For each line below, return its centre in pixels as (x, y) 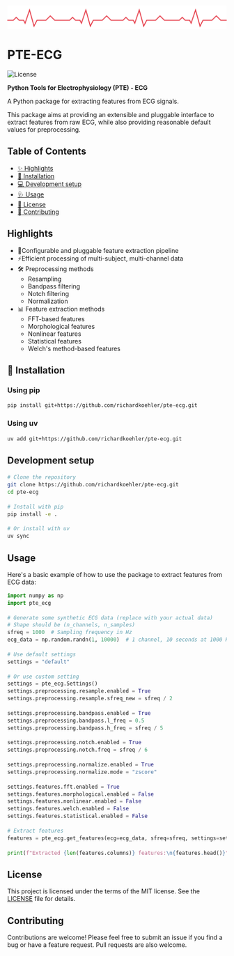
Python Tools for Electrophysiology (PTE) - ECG (78, 88)
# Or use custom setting (43, 677)
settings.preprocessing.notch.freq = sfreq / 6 (78, 750)
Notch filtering (48, 293)
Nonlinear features (54, 334)
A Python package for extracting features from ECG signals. (93, 101)
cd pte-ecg (23, 492)
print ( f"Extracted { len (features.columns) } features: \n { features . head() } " (118, 853)
